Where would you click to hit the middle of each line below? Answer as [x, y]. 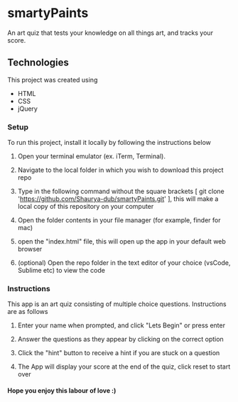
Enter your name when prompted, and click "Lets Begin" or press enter [121, 325]
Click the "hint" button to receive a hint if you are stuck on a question [119, 353]
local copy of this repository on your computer [86, 207]
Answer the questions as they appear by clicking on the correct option [120, 339]
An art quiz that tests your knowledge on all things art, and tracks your [110, 33]
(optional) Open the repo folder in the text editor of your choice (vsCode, [124, 263]
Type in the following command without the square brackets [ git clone [121, 191]
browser [30, 249]
